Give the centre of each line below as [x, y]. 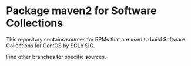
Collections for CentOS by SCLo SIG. [51, 46]
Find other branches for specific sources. [56, 57]
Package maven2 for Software [81, 11]
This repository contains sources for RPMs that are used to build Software [96, 39]
